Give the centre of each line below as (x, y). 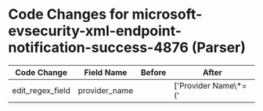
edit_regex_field (41, 90)
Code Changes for (68, 14)
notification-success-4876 (99, 48)
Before (153, 72)
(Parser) (219, 48)
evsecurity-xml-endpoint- (95, 31)
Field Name (106, 72)
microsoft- (167, 14)
